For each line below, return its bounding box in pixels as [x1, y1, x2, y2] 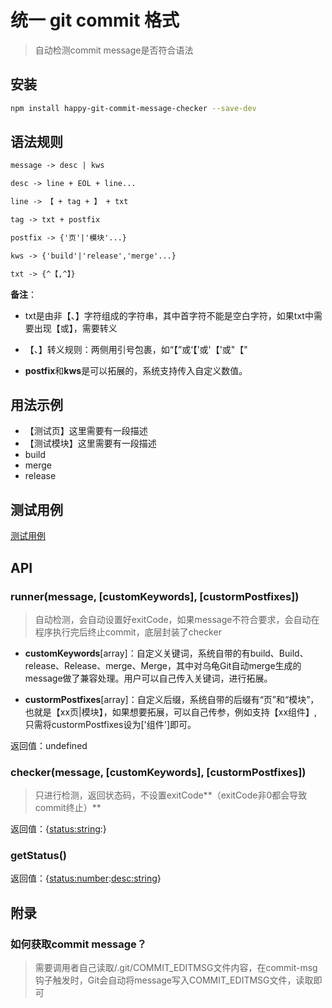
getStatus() [10, 849, 68, 863]
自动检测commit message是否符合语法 [34, 44, 194, 56]
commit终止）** [34, 802, 102, 814]
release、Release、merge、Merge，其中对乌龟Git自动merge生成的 [24, 659, 302, 671]
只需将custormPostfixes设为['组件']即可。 [24, 718, 197, 730]
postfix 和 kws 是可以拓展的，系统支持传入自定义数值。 [24, 364, 248, 376]
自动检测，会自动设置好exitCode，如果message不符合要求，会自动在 [34, 613, 320, 625]
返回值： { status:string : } [10, 823, 107, 835]
